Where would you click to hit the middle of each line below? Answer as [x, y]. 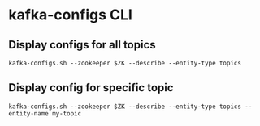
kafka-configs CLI [70, 15]
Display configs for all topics [82, 45]
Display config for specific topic [91, 88]
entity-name [28, 113]
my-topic [67, 113]
